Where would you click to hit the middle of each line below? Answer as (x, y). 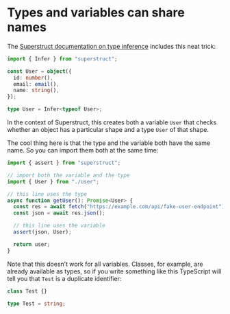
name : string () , (36, 91)
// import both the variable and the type (68, 175)
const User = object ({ (39, 71)
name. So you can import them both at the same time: (83, 150)
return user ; (32, 244)
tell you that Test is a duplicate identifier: (64, 278)
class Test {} (27, 291)
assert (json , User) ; (42, 232)
